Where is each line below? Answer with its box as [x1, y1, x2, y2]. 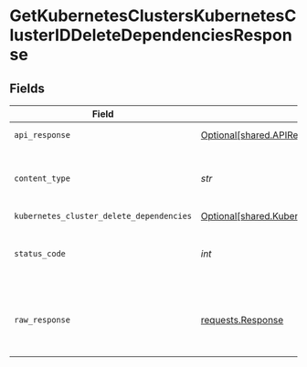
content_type [14, 173, 71, 183]
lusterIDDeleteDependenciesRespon [9, 25, 292, 46]
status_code [14, 248, 67, 258]
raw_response [14, 315, 71, 325]
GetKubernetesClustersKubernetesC [9, 5, 297, 26]
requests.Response [200, 314, 284, 326]
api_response [14, 130, 71, 140]
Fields [9, 80, 46, 96]
